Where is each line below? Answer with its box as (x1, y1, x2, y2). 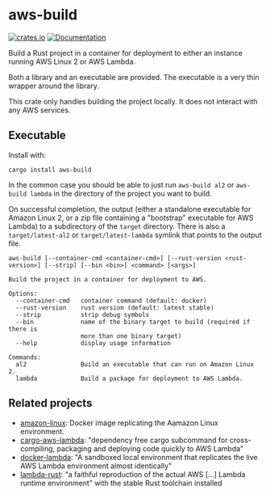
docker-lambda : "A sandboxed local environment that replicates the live (19, 452, 258, 462)
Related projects (8, 396, 93, 410)
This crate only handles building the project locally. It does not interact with (8, 96, 258, 106)
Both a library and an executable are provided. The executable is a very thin (8, 72, 260, 82)
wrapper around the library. (8, 81, 99, 91)
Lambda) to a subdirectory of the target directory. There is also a (8, 221, 226, 231)
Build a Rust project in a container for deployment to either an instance (8, 48, 243, 57)
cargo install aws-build (8, 166, 92, 174)
